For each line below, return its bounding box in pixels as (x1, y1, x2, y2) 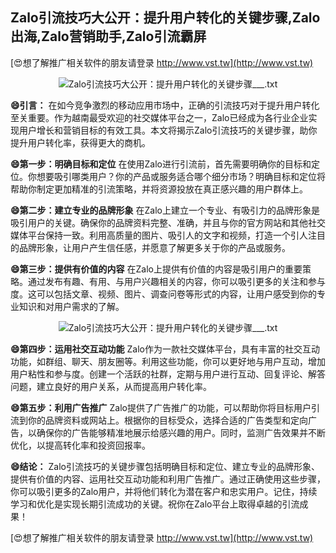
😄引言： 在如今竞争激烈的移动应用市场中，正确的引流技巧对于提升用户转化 (10, 99, 320, 111)
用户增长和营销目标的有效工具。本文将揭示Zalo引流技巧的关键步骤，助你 (18, 124, 318, 136)
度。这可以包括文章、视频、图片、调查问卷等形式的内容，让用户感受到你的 (10, 288, 317, 300)
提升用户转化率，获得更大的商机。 (10, 136, 151, 148)
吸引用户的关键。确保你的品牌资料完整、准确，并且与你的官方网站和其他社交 (10, 216, 326, 228)
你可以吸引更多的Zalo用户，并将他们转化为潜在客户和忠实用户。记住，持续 (10, 485, 318, 497)
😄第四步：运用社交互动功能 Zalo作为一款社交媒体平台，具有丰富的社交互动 (10, 343, 320, 355)
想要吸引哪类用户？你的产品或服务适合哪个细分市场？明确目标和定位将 (36, 170, 326, 182)
